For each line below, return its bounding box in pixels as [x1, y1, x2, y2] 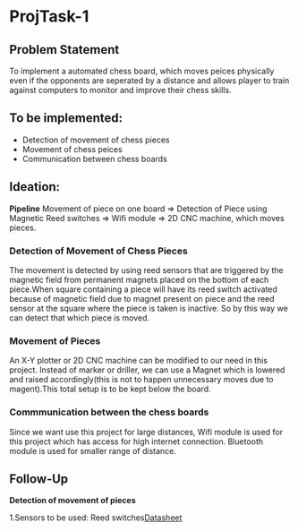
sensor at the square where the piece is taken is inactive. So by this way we [9, 303, 288, 313]
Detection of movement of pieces [9, 495, 136, 506]
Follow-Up [9, 471, 69, 486]
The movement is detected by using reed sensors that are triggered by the [9, 264, 284, 275]
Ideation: [9, 179, 61, 194]
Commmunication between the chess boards [9, 406, 209, 418]
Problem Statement [9, 42, 120, 57]
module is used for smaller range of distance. [9, 445, 177, 456]
